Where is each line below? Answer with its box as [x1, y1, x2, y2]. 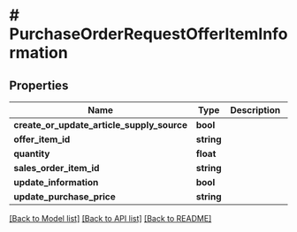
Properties [9, 78, 69, 93]
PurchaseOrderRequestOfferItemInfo [9, 24, 288, 44]
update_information [13, 176, 99, 188]
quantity [13, 147, 50, 160]
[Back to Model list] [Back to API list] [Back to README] [9, 213, 212, 223]
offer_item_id [13, 133, 71, 146]
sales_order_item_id [13, 162, 100, 174]
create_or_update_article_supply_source [13, 119, 188, 131]
